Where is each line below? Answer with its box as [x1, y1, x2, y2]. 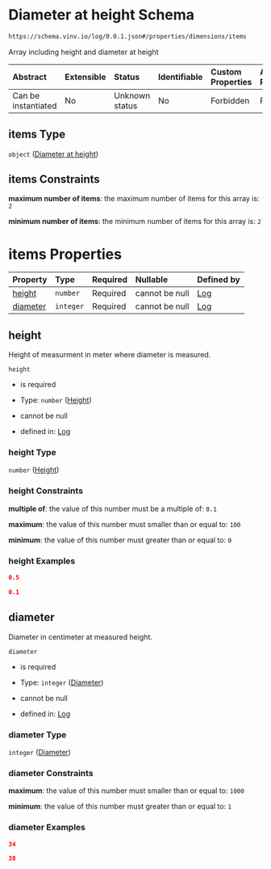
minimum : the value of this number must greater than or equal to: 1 [8, 802, 232, 812]
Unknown [114, 90, 151, 101]
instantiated [12, 99, 57, 111]
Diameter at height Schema [8, 6, 195, 24]
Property [12, 274, 48, 285]
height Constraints [8, 485, 83, 496]
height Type [8, 447, 56, 458]
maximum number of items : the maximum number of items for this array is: [8, 194, 260, 204]
